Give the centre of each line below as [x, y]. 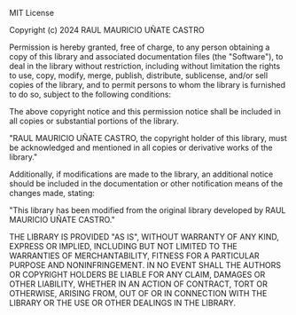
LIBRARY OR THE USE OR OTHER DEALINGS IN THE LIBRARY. [123, 303]
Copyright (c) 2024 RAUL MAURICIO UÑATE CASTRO [107, 30]
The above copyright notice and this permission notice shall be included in [145, 111]
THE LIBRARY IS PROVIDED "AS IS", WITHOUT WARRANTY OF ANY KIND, [144, 237]
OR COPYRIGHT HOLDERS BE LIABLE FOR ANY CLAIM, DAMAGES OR [137, 275]
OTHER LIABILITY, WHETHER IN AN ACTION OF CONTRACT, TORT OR [138, 284]
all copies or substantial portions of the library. [94, 121]
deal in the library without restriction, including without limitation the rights [145, 66]
